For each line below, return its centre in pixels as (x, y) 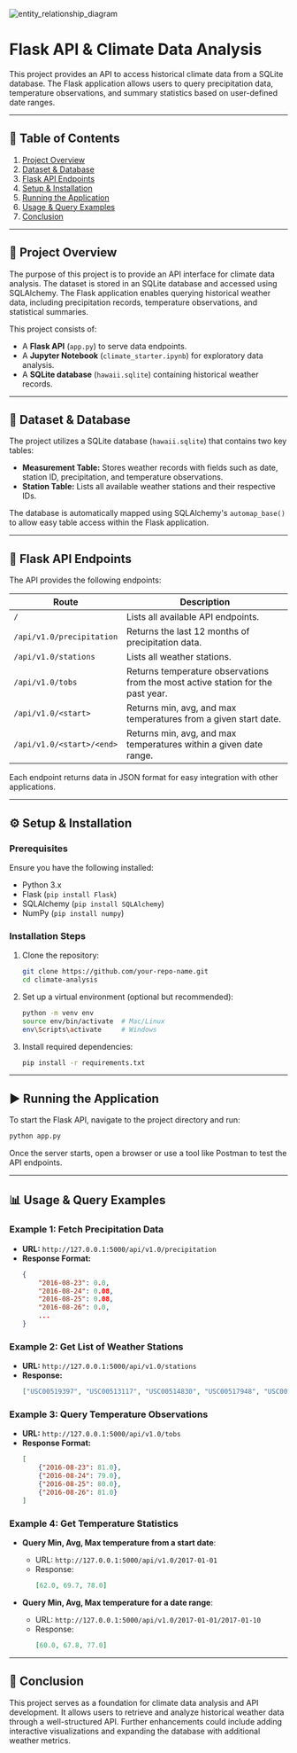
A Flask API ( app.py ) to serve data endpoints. (104, 346)
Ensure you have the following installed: (82, 867)
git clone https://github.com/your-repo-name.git (115, 972)
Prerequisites (38, 849)
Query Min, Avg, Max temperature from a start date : (119, 1542)
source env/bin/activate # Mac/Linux (93, 1021)
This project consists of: (53, 329)
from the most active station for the (199, 683)
